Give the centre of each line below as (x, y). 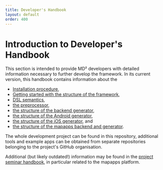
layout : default (22, 15)
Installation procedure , (36, 89)
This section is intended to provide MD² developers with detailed (72, 69)
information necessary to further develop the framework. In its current (78, 74)
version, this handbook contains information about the (61, 79)
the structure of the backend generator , (53, 111)
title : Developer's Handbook (36, 10)
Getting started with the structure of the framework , (66, 95)
